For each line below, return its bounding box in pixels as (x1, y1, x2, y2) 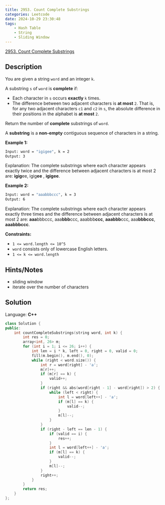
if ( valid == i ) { (49, 431, 87, 436)
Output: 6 (5, 197, 26, 202)
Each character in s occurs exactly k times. (12, 95, 101, 101)
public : (5, 325, 21, 330)
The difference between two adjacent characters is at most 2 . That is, (12, 100, 155, 106)
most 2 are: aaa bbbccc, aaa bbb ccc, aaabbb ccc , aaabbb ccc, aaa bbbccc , (5, 216, 156, 223)
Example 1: (5, 139, 28, 145)
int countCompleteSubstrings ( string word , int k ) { (14, 330, 123, 335)
